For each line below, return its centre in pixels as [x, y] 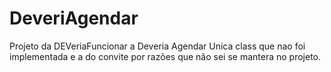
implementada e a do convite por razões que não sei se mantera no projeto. [165, 56]
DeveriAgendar [74, 18]
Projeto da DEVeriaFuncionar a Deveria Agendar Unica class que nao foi [157, 46]
